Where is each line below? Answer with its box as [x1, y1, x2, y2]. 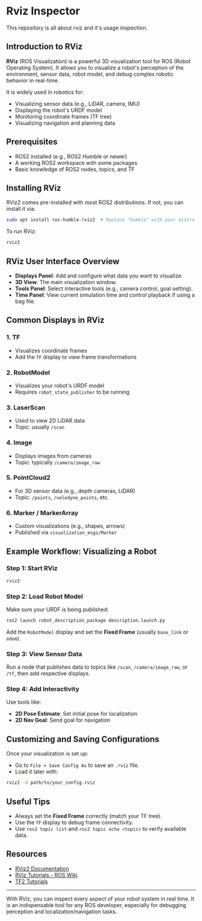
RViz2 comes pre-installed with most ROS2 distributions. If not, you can [6, 199, 183, 206]
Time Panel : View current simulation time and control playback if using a [14, 291, 195, 299]
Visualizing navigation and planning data [14, 119, 115, 126]
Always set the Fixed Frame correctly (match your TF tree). [14, 812, 162, 819]
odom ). [6, 634, 21, 642]
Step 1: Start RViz [6, 564, 58, 572]
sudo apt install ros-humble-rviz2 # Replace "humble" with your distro [6, 217, 195, 223]
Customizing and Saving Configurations [6, 734, 159, 744]
